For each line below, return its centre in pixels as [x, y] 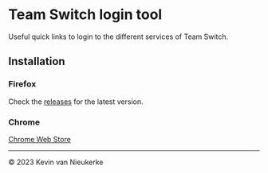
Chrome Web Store [40, 139]
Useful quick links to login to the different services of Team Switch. [118, 37]
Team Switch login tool [85, 15]
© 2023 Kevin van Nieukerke [56, 162]
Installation [37, 62]
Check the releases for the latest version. [76, 102]
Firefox [22, 84]
